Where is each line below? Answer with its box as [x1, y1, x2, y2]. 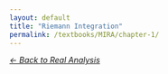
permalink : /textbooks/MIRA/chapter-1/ [9, 30, 160, 39]
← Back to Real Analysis [9, 55, 101, 66]
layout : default [9, 13, 70, 23]
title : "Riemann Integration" [9, 22, 124, 31]
